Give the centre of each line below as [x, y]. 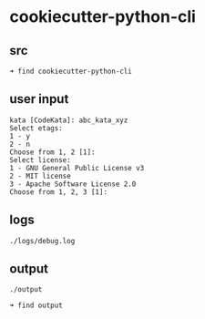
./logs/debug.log [42, 241]
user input [39, 99]
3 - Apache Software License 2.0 [73, 184]
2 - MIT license [40, 176]
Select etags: [36, 128]
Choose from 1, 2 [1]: [52, 152]
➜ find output [36, 306]
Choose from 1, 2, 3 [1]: [58, 192]
